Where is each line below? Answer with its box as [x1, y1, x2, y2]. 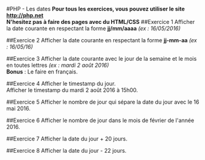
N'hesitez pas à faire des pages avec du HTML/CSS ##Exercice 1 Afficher [6, 18, 195, 25]
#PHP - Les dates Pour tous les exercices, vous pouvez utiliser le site [6, 6, 185, 12]
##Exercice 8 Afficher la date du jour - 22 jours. [6, 147, 127, 154]
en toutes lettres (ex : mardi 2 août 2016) [6, 61, 109, 69]
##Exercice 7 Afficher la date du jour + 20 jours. [6, 135, 128, 142]
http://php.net [6, 12, 44, 19]
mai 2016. [6, 105, 31, 112]
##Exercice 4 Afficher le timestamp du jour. [6, 80, 116, 87]
